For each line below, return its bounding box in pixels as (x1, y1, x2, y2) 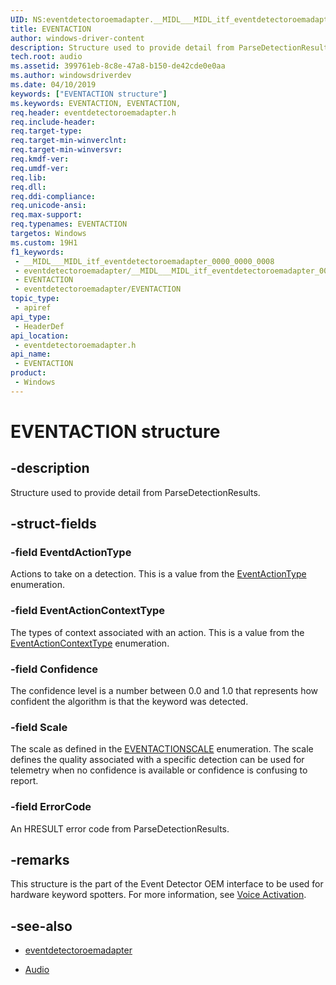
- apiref (14, 303, 52, 313)
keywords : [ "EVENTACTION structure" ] (10, 89, 168, 99)
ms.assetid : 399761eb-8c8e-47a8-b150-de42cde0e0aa (10, 61, 226, 71)
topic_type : (10, 294, 60, 304)
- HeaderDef (14, 321, 65, 331)
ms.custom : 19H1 (10, 237, 78, 248)
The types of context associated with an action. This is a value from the (10, 626, 305, 638)
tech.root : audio (10, 52, 83, 62)
